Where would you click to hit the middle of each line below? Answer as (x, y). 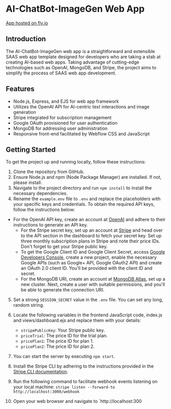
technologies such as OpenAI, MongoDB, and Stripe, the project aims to (81, 67)
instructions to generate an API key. (50, 225)
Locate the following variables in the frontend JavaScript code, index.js (88, 315)
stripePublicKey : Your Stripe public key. (63, 330)
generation (24, 112)
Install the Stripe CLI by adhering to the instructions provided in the (83, 366)
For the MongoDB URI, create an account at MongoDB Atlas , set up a (93, 279)
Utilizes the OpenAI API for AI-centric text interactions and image (81, 106)
